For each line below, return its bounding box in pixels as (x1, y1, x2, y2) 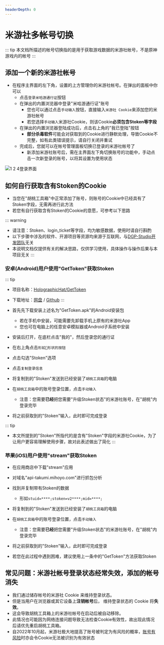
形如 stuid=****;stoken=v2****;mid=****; (19, 495, 102, 501)
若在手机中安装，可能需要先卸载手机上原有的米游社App (19, 318, 131, 323)
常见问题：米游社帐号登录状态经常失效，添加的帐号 (5, 569, 159, 577)
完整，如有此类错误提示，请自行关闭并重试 (26, 137, 113, 143)
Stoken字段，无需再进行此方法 (12, 202, 74, 207)
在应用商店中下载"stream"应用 (12, 464, 73, 470)
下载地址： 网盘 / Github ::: (12, 297, 65, 303)
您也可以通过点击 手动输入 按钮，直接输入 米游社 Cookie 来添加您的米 (26, 107, 158, 113)
